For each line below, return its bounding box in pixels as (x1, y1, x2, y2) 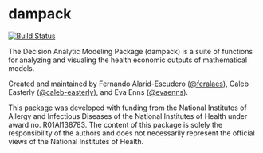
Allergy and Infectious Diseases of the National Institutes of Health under (8, 111, 248, 120)
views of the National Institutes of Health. (8, 136, 144, 146)
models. (8, 63, 35, 73)
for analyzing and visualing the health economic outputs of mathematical (8, 55, 248, 65)
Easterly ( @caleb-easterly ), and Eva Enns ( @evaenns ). (8, 87, 189, 96)
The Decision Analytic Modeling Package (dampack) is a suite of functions (8, 46, 253, 56)
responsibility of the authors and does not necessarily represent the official (8, 128, 255, 138)
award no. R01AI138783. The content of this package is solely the (8, 120, 223, 129)
